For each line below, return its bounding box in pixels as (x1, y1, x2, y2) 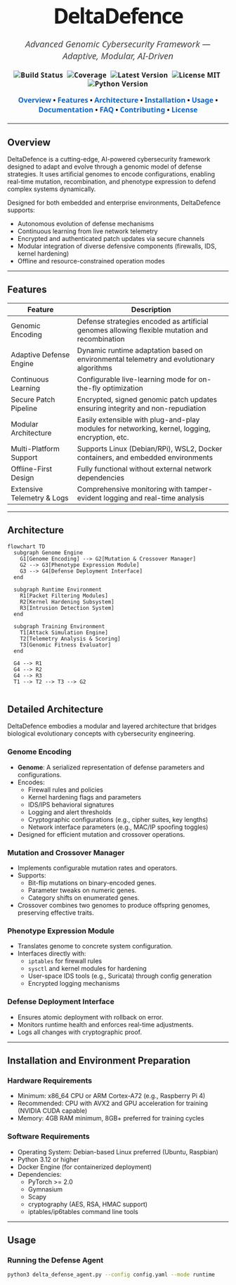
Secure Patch (11, 394, 55, 404)
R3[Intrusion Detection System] (20, 604, 114, 611)
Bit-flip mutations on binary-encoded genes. (27, 878, 157, 887)
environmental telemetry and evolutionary (77, 354, 215, 364)
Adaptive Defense (11, 350, 70, 360)
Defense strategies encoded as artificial (77, 316, 209, 326)
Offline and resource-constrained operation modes (17, 256, 165, 265)
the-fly (77, 383, 101, 393)
